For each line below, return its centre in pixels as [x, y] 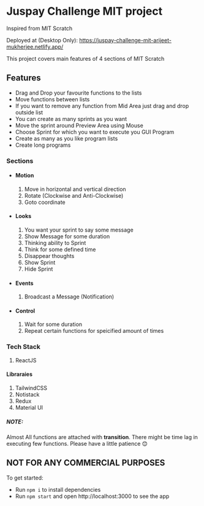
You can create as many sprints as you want [71, 119]
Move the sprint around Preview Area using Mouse [79, 125]
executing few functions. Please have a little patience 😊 [77, 443]
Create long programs [43, 145]
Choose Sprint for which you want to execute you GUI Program [95, 132]
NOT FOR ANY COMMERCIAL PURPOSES [86, 463]
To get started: [25, 478]
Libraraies [19, 374]
